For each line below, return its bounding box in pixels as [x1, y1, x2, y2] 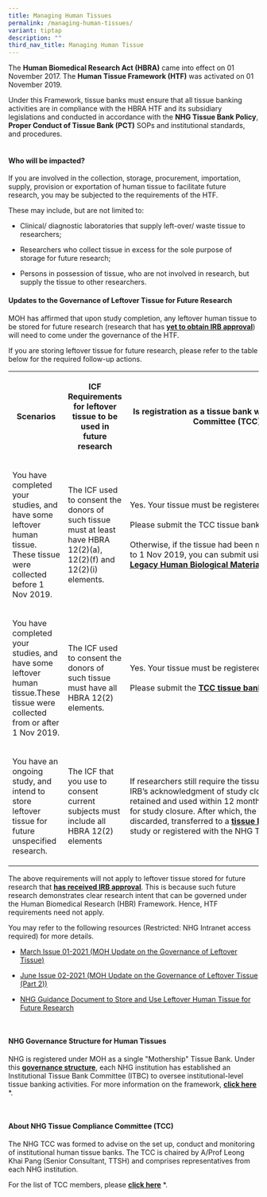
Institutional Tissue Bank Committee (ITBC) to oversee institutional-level [8, 1071, 244, 1080]
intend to [12, 785, 45, 796]
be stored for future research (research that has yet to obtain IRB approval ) [8, 321, 256, 331]
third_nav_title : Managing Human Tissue [8, 41, 145, 49]
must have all [67, 682, 118, 693]
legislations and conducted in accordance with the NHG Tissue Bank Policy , [8, 112, 258, 122]
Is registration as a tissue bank [132, 406, 253, 417]
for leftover [72, 401, 117, 412]
